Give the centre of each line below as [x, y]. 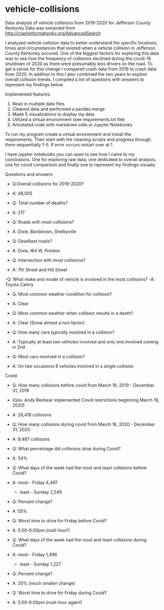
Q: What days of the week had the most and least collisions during [79, 540]
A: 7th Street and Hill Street [40, 270]
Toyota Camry [19, 284]
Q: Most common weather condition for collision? [62, 294]
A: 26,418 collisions [32, 414]
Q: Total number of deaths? [40, 203]
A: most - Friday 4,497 [35, 482]
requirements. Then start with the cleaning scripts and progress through [78, 139]
